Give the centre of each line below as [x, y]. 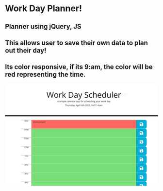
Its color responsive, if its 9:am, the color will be [79, 67]
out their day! [26, 50]
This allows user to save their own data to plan [76, 43]
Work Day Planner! [44, 9]
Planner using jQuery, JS [43, 26]
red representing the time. [45, 75]
